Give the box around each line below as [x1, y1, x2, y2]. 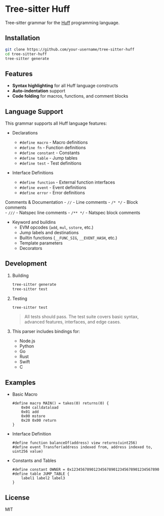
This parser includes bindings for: [12, 328, 80, 334]
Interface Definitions [12, 170, 54, 175]
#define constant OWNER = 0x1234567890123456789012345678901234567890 [12, 467, 160, 472]
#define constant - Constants [19, 150, 80, 156]
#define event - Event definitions [19, 185, 87, 190]
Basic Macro [12, 391, 38, 397]
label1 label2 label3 [21, 476, 65, 481]
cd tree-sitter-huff [5, 52, 47, 56]
